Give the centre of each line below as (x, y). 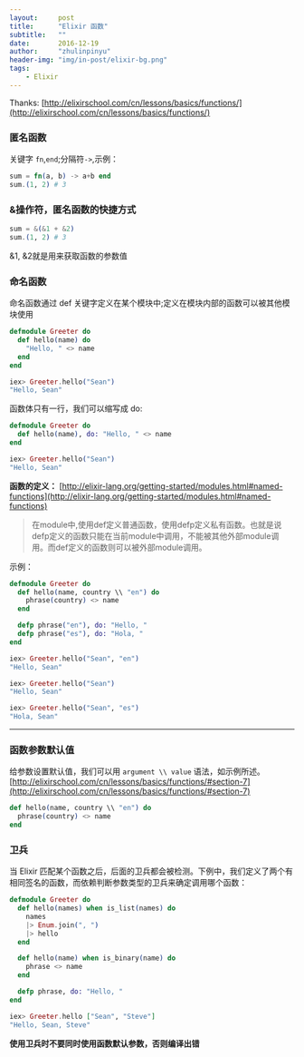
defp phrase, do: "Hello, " (71, 992)
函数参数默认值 (42, 749)
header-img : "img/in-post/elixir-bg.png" (89, 60)
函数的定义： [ (36, 485)
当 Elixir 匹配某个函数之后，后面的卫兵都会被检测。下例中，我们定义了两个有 (152, 871)
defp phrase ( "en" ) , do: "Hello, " (82, 626)
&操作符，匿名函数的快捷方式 (73, 210)
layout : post (42, 18)
